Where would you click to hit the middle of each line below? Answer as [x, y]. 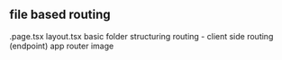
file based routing [60, 15]
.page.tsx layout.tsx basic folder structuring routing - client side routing [141, 36]
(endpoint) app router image [62, 46]
